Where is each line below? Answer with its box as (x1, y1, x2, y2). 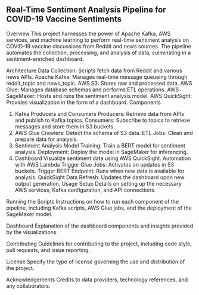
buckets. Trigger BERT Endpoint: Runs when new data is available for (14, 167, 185, 174)
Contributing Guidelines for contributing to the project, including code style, (6, 240, 192, 247)
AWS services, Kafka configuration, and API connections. (14, 186, 156, 193)
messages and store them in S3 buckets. (14, 122, 115, 130)
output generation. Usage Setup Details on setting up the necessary (14, 180, 182, 187)
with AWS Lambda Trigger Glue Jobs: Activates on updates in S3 (14, 161, 175, 168)
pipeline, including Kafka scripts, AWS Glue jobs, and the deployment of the (6, 204, 192, 211)
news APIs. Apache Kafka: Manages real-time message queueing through (6, 73, 188, 80)
